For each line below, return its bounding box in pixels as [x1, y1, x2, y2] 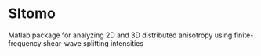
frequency [8, 38, 42, 47]
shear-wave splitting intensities [42, 38, 143, 47]
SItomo [8, 5, 56, 23]
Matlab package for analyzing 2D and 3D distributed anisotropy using [8, 30, 233, 40]
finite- [234, 30, 254, 40]
